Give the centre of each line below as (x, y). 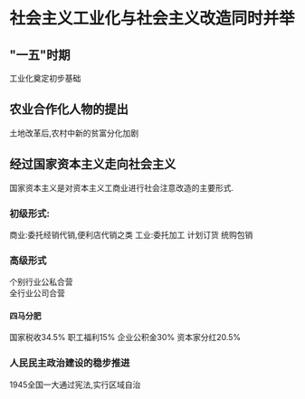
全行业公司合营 (37, 293)
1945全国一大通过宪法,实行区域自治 (75, 385)
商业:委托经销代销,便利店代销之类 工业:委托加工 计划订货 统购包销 (131, 234)
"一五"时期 (40, 55)
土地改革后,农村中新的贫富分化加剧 (74, 133)
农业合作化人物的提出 (69, 109)
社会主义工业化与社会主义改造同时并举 (152, 19)
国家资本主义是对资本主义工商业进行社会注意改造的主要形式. (122, 187)
